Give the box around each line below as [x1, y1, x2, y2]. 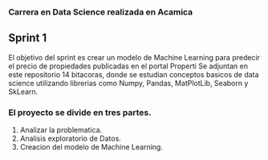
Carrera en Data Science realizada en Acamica [8, 6, 193, 18]
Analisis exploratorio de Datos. [19, 133, 122, 143]
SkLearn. [8, 87, 39, 96]
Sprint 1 [8, 31, 47, 45]
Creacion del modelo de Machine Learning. [19, 142, 163, 152]
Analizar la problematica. [19, 125, 103, 135]
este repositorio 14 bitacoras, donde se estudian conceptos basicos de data [8, 69, 259, 79]
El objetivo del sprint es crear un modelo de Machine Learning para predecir [8, 52, 261, 62]
